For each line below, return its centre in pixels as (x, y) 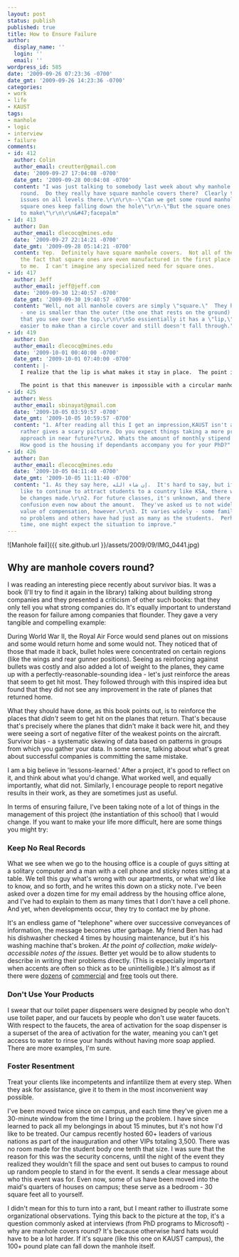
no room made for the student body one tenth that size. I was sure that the (116, 1149)
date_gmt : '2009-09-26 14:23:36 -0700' (67, 80)
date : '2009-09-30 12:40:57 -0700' (67, 293)
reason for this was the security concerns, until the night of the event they (116, 1156)
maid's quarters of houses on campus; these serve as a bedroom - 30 (110, 1186)
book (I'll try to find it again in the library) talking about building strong (110, 592)
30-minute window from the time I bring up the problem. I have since (108, 1119)
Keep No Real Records (47, 848)
